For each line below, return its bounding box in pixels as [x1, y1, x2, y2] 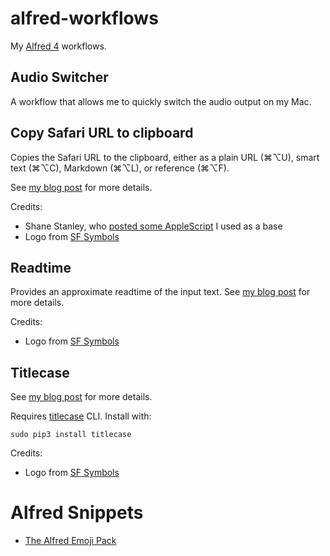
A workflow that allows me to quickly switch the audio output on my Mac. [10, 95, 312, 107]
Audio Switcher [10, 69, 109, 86]
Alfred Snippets [10, 502, 144, 524]
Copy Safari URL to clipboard [10, 125, 194, 142]
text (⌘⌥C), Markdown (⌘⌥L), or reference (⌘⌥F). [10, 162, 230, 174]
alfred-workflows [10, 7, 159, 30]
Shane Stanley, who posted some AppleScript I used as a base [24, 220, 283, 232]
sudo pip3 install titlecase [10, 430, 132, 440]
